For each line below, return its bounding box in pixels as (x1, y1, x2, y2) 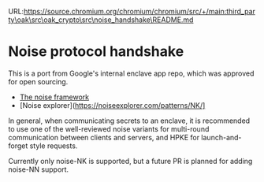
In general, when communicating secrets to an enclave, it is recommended (8, 116, 251, 125)
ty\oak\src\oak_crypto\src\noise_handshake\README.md (8, 15, 194, 24)
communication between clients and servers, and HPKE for (8, 132, 199, 142)
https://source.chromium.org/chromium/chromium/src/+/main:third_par (23, 7, 256, 16)
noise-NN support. (8, 165, 69, 174)
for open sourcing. (8, 76, 69, 86)
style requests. (29, 141, 78, 150)
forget (8, 141, 28, 150)
